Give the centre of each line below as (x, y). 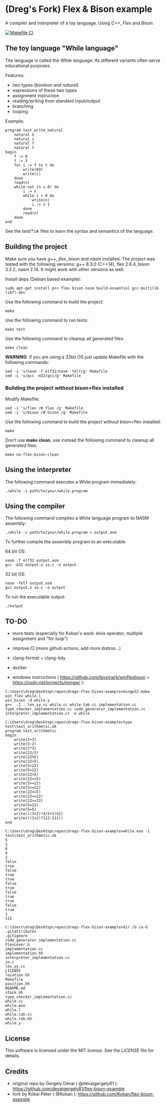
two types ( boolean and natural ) (45, 85)
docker (20, 668)
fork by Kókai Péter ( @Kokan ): (44, 1094)
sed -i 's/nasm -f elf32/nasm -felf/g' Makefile (56, 371)
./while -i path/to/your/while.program (46, 491)
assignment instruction (36, 95)
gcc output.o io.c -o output (35, 588)
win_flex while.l (23, 696)
